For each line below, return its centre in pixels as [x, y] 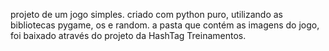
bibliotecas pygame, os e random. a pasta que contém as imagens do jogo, [165, 25]
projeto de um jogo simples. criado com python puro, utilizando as [147, 14]
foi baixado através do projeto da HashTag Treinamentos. [128, 35]
